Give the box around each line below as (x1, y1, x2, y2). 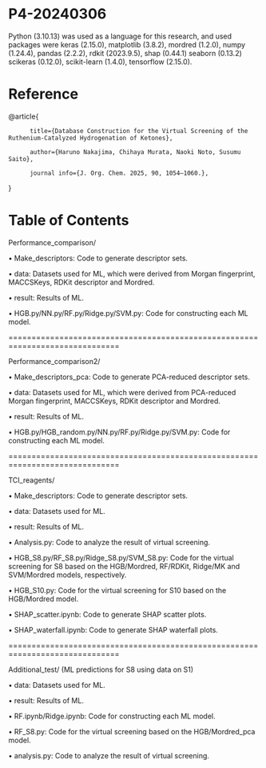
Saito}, (8, 155, 34, 163)
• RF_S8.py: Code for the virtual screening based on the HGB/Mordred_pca (8, 726, 256, 736)
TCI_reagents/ (8, 475, 55, 485)
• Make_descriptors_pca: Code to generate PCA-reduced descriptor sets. (8, 372, 250, 382)
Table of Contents (8, 212, 129, 229)
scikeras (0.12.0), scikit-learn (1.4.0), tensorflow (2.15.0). (8, 57, 193, 67)
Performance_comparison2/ (8, 356, 101, 366)
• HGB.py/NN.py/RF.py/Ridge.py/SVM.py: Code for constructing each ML (8, 308, 249, 317)
